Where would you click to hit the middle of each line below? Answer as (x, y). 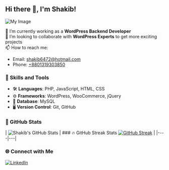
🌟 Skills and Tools (27, 77)
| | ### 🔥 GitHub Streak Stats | (80, 133)
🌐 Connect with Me (30, 151)
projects (14, 42)
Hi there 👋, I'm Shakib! (41, 9)
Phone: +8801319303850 (39, 64)
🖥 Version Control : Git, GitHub (44, 107)
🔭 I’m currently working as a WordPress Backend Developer (68, 31)
